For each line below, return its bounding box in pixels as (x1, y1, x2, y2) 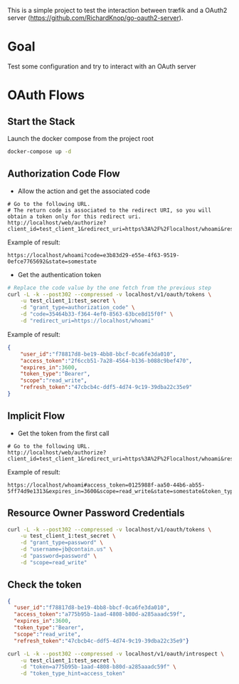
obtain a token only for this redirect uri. (7, 213, 142, 220)
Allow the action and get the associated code (17, 187, 151, 195)
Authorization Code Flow (7, 167, 120, 180)
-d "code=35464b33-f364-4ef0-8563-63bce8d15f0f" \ (20, 311, 174, 318)
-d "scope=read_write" (20, 559, 87, 566)
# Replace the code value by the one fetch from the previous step (7, 284, 212, 291)
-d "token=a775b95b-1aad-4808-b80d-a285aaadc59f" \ (20, 663, 176, 670)
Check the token (7, 579, 82, 591)
